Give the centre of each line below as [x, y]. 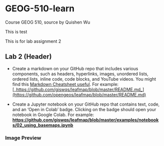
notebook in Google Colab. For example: [53, 115]
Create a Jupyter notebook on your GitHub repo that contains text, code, [86, 104]
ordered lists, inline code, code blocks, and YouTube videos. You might [84, 79]
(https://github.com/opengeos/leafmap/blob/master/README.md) [79, 94]
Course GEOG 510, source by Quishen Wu [48, 22]
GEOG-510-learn [40, 9]
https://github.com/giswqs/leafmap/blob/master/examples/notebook [85, 120]
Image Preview [23, 138]
